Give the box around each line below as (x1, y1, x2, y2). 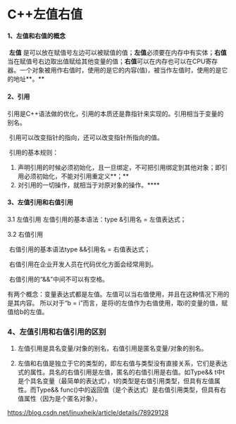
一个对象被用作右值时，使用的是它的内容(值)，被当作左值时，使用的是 (19, 66, 222, 75)
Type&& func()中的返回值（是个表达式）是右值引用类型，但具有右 (36, 385, 227, 394)
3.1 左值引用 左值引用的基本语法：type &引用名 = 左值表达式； (7, 215, 187, 223)
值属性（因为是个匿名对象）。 (17, 394, 101, 403)
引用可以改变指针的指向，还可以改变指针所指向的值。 (8, 133, 163, 142)
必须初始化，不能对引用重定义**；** (23, 172, 129, 180)
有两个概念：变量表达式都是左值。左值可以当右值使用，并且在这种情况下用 (7, 289, 223, 298)
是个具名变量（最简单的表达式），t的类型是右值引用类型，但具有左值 (17, 377, 215, 385)
